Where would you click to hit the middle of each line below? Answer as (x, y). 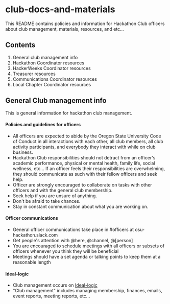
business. (23, 152)
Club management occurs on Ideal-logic (55, 285)
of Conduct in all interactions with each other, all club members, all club (88, 141)
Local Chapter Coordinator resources (52, 84)
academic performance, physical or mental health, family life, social (84, 163)
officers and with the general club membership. (63, 190)
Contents (20, 45)
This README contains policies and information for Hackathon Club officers (85, 24)
